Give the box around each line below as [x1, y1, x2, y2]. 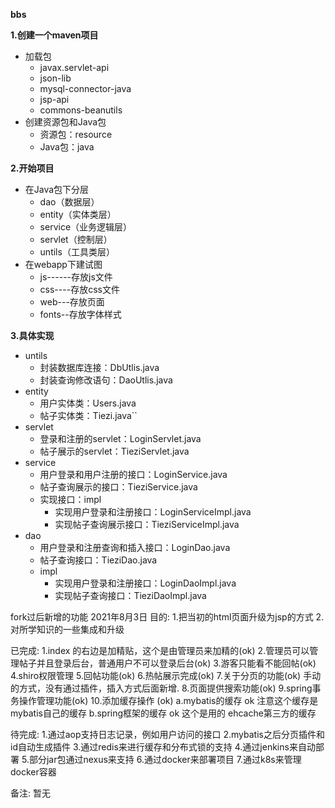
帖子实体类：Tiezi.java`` [39, 410, 138, 421]
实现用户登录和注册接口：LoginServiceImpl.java [54, 506, 252, 518]
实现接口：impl [39, 494, 102, 505]
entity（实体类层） [39, 209, 117, 220]
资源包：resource [39, 129, 113, 140]
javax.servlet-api [39, 62, 110, 73]
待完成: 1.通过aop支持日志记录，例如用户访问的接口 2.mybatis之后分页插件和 [10, 729, 325, 740]
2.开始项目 [10, 162, 55, 174]
